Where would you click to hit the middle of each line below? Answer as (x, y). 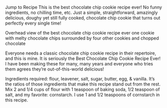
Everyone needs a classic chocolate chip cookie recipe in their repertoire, (81, 53)
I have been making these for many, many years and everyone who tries (79, 64)
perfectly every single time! (33, 23)
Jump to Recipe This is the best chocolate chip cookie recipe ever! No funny (83, 7)
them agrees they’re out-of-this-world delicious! (55, 69)
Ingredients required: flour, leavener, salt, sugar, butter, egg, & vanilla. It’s (80, 79)
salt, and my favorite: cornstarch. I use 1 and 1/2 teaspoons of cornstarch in (83, 95)
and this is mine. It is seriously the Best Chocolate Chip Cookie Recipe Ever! (83, 58)
